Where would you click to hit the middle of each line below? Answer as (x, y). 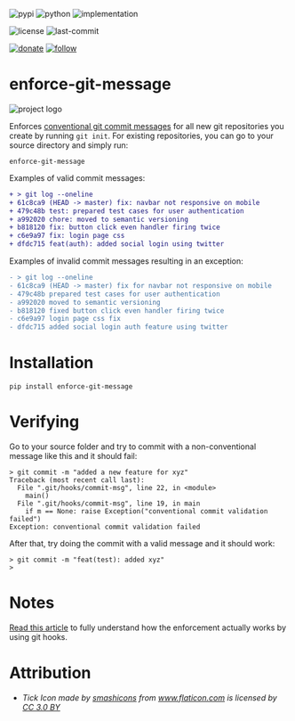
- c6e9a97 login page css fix (65, 319)
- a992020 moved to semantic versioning (85, 302)
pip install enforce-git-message (71, 387)
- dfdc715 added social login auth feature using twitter (119, 327)
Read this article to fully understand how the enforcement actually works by (148, 627)
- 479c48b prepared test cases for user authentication (115, 294)
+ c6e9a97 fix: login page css (67, 236)
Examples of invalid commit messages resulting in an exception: (127, 261)
